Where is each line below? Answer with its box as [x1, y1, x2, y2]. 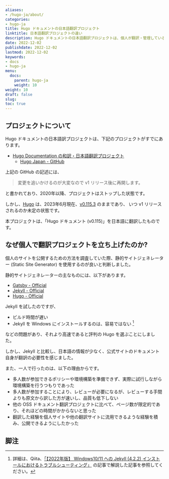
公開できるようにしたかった [21, 420, 79, 426]
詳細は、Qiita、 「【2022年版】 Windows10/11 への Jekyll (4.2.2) [12, 456, 142, 462]
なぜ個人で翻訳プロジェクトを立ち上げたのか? [5, 241, 148, 249]
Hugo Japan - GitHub [20, 158, 64, 164]
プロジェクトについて [5, 121, 71, 130]
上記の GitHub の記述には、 [5, 169, 62, 175]
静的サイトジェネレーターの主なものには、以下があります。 [5, 272, 128, 278]
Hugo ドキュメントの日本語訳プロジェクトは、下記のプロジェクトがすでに [5, 135, 159, 141]
